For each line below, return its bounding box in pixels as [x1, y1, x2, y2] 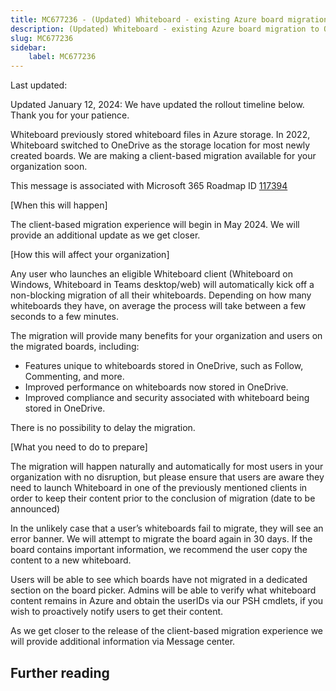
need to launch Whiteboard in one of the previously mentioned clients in [10, 482, 308, 494]
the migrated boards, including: [10, 341, 140, 353]
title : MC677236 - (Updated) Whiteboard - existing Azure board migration [10, 14, 329, 25]
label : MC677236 [28, 52, 97, 62]
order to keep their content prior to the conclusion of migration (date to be [10, 492, 316, 505]
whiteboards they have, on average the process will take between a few [10, 300, 307, 312]
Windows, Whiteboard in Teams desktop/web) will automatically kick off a [10, 279, 315, 291]
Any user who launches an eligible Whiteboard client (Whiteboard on [10, 268, 293, 280]
